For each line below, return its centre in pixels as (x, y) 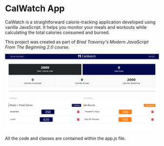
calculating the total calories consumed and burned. (57, 32)
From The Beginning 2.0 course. (37, 47)
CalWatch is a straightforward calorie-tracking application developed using (80, 22)
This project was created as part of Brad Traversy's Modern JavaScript (77, 42)
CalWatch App (35, 9)
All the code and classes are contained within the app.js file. (65, 138)
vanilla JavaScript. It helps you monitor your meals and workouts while (76, 27)
